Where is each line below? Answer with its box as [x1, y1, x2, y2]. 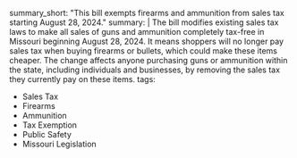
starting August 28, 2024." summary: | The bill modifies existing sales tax [9, 17, 279, 28]
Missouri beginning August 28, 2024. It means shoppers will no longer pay [9, 36, 284, 46]
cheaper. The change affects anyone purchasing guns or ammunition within [9, 55, 288, 65]
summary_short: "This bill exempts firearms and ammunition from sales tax [9, 8, 284, 18]
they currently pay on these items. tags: [9, 74, 157, 84]
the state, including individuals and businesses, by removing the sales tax [9, 64, 280, 75]
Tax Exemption [21, 120, 78, 130]
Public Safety [21, 129, 72, 139]
